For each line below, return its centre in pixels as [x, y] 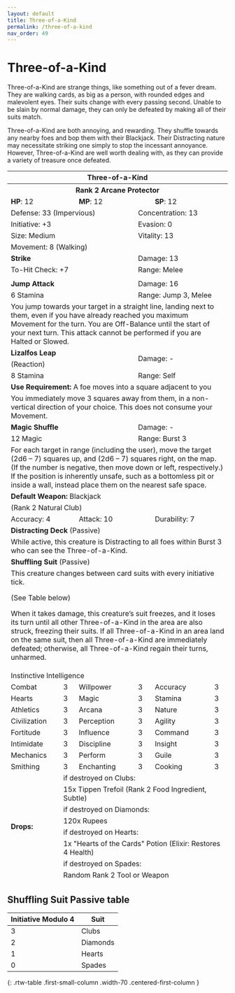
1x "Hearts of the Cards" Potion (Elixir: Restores [142, 844]
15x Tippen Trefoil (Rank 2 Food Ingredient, [135, 789]
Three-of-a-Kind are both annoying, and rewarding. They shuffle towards [113, 131]
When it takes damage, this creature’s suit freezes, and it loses [113, 614]
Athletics [25, 710]
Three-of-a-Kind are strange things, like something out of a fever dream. [112, 87]
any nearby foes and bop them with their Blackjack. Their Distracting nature [116, 138]
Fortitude [26, 733]
